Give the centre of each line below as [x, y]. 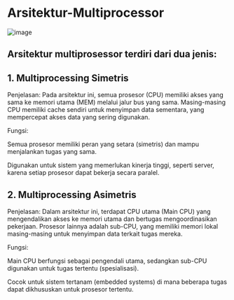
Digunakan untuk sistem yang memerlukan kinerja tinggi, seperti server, [111, 165]
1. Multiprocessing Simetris [68, 78]
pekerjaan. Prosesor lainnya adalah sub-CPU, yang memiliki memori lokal [113, 226]
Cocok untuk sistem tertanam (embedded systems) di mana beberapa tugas [117, 282]
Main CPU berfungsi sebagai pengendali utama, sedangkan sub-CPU [107, 261]
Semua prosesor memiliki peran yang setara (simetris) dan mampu [103, 144]
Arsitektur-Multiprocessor [86, 13]
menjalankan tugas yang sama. [52, 152]
